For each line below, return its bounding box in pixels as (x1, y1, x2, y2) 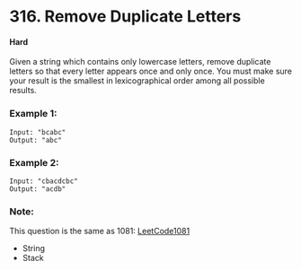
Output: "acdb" (9, 184, 66, 194)
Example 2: (9, 156, 59, 169)
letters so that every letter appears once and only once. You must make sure (9, 65, 293, 77)
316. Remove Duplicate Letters (9, 6, 242, 27)
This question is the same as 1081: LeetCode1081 (9, 226, 190, 237)
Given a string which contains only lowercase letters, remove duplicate (9, 57, 271, 67)
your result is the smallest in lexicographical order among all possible (9, 75, 265, 86)
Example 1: (9, 108, 58, 120)
